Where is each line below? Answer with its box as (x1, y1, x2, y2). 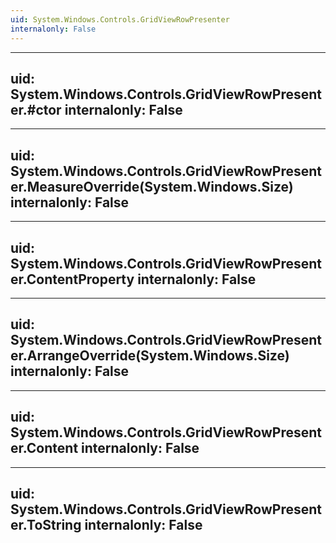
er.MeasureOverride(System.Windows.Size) (10, 178, 294, 195)
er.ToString (10, 516, 82, 533)
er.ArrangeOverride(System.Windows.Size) (10, 347, 290, 365)
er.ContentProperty (10, 271, 135, 288)
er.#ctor (10, 101, 62, 118)
